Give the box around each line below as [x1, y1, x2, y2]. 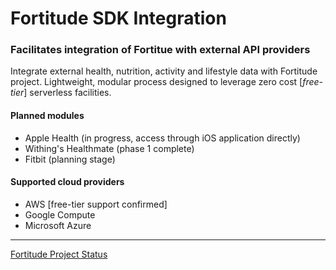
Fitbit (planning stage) [24, 153, 116, 165]
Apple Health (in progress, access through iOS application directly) [24, 132, 301, 144]
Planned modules [10, 110, 85, 122]
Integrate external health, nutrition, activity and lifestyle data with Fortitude [10, 65, 318, 77]
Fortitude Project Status [10, 248, 108, 260]
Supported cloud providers [10, 176, 125, 188]
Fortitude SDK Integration [10, 7, 227, 30]
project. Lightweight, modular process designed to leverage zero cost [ [10, 76, 303, 88]
